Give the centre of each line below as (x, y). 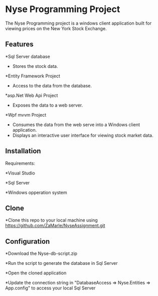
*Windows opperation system (36, 192)
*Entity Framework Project (33, 76)
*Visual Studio (20, 173)
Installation (23, 151)
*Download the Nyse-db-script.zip (41, 254)
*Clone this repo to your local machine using (51, 220)
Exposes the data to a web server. (48, 105)
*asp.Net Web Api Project (32, 95)
